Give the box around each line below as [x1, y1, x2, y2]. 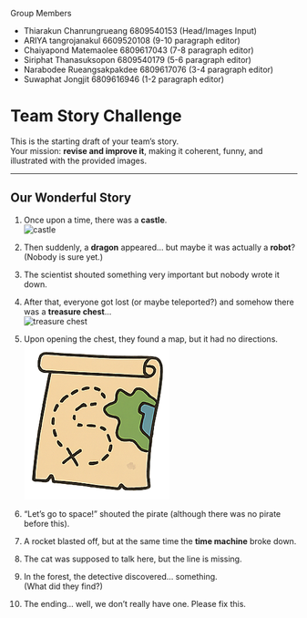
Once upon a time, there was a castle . [23, 214, 168, 225]
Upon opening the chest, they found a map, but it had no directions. [23, 333, 279, 345]
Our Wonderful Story [10, 191, 131, 206]
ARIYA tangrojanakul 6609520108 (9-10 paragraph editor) [23, 36, 240, 46]
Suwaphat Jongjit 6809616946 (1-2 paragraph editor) [23, 74, 225, 85]
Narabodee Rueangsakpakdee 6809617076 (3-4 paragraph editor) [23, 64, 274, 75]
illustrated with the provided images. [10, 155, 148, 166]
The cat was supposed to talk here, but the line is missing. [23, 553, 242, 564]
